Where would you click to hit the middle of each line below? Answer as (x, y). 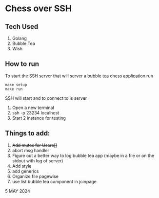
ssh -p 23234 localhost (36, 112)
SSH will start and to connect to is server (46, 98)
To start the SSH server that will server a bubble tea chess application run (79, 76)
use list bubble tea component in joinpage (54, 181)
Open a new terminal (33, 108)
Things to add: (28, 133)
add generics (25, 171)
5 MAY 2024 (18, 191)
